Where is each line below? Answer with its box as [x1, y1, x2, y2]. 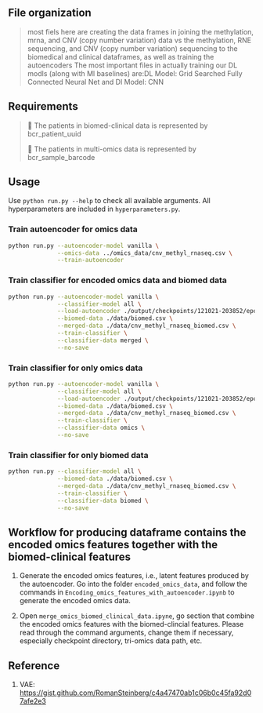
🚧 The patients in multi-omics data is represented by [27, 144, 197, 154]
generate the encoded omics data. [19, 596, 131, 606]
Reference [8, 659, 60, 672]
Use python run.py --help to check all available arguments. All [8, 196, 211, 206]
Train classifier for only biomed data [8, 449, 149, 460]
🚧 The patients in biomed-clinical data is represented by [27, 121, 208, 130]
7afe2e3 [19, 697, 47, 706]
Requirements [8, 100, 78, 113]
